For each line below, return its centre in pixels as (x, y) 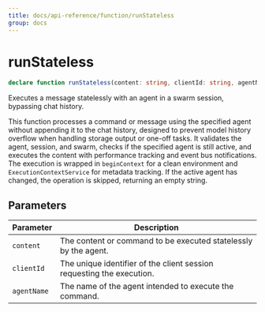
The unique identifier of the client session (136, 264)
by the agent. (84, 251)
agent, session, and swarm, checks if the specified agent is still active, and (130, 147)
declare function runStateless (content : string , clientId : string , (121, 83)
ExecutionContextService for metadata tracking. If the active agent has (123, 172)
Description (156, 227)
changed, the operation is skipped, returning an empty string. (108, 180)
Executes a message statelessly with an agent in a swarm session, (116, 98)
